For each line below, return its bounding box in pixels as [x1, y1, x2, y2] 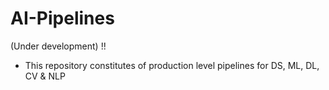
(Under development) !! [10, 40, 107, 52]
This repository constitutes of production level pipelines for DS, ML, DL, [24, 59, 320, 71]
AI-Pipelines [10, 7, 115, 30]
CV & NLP [24, 70, 66, 82]
